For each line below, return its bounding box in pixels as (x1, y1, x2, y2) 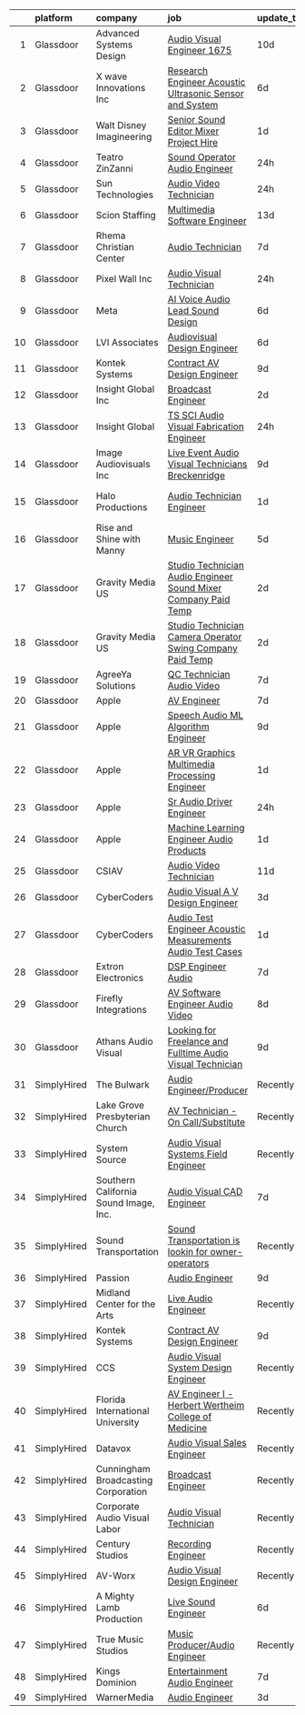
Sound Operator (167, 151, 236, 163)
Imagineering (95, 131, 152, 143)
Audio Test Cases (167, 946, 243, 958)
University (95, 1416, 140, 1429)
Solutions (95, 679, 136, 692)
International (95, 1405, 150, 1417)
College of (167, 1410, 212, 1422)
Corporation (95, 1486, 148, 1498)
